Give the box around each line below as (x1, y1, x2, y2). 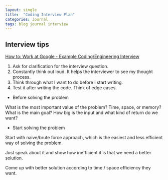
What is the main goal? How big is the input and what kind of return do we (5, 109, 158, 116)
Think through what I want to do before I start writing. (12, 79, 123, 86)
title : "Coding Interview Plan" (5, 12, 75, 17)
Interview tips (5, 40, 49, 48)
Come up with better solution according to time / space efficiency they (5, 165, 151, 171)
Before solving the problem (12, 94, 69, 101)
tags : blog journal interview (5, 21, 69, 27)
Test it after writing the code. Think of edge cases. (12, 85, 117, 91)
